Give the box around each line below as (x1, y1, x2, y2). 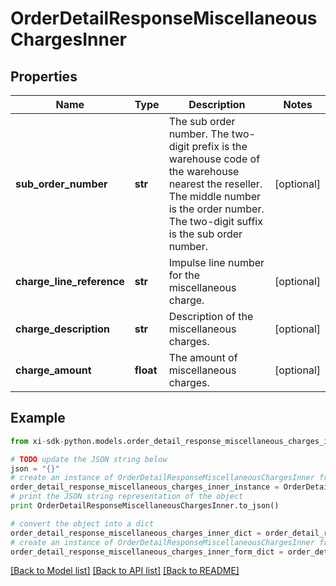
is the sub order (168, 227, 243, 241)
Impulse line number (168, 256, 265, 269)
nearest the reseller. (168, 177, 263, 191)
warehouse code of (168, 152, 261, 166)
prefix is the (191, 140, 248, 153)
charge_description (15, 322, 111, 336)
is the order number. (168, 202, 265, 216)
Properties (10, 68, 78, 85)
